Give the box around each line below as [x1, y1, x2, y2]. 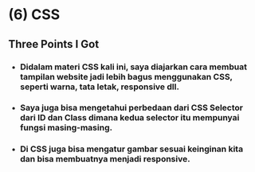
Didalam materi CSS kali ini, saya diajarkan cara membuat [19, 61, 247, 72]
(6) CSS [8, 6, 61, 24]
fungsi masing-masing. [19, 122, 113, 133]
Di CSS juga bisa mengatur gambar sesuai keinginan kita [19, 143, 244, 154]
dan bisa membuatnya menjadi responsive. [19, 154, 190, 165]
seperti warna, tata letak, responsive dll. [19, 81, 179, 92]
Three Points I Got [8, 37, 100, 51]
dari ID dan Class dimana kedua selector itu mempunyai [19, 112, 240, 123]
